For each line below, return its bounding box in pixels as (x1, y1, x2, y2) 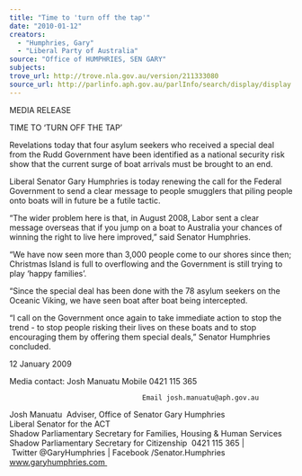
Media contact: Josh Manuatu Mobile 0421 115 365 (9, 375, 198, 386)
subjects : (9, 64, 47, 73)
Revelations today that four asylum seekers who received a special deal (9, 139, 275, 150)
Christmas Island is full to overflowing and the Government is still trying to (9, 258, 283, 269)
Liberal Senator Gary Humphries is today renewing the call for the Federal (9, 176, 282, 187)
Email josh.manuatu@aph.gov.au (142, 392, 259, 402)
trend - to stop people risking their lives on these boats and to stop (9, 322, 257, 332)
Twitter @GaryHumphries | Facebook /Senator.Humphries (11, 446, 226, 458)
